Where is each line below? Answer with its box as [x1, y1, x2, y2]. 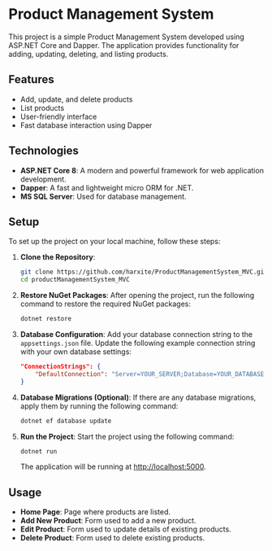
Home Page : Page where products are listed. [19, 507, 171, 517]
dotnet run [19, 447, 58, 456]
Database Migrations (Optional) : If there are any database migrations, [19, 392, 257, 402]
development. [19, 174, 67, 184]
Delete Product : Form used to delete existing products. [19, 533, 205, 543]
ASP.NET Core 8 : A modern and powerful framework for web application [19, 165, 264, 175]
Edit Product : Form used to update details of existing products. [19, 524, 231, 534]
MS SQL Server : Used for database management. [19, 191, 187, 201]
